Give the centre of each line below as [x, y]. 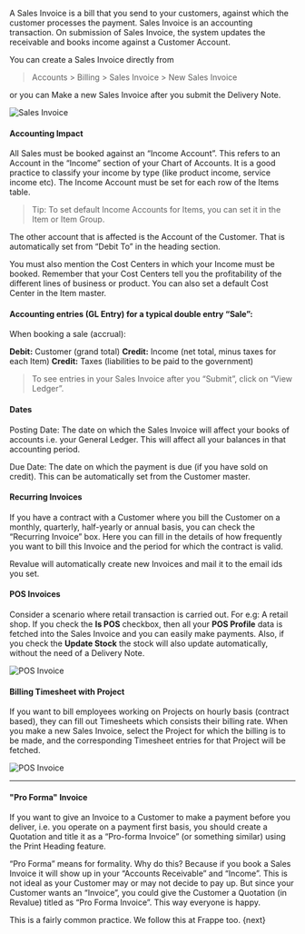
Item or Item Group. [68, 219]
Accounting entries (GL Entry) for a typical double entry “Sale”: [131, 313]
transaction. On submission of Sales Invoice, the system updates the [138, 32]
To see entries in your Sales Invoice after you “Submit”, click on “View [162, 379]
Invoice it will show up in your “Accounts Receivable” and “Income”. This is [148, 874]
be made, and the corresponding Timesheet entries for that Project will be [148, 740]
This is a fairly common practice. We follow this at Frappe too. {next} [138, 920]
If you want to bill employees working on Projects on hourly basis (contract [149, 711]
